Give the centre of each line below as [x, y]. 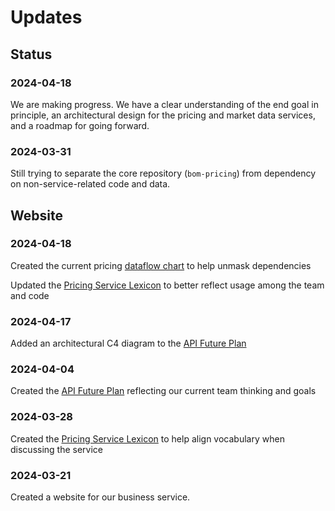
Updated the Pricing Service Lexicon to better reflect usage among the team [167, 285]
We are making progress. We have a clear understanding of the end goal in [164, 104]
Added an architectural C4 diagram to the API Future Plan [128, 343]
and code [30, 295]
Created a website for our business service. [100, 497]
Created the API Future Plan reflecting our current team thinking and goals [163, 391]
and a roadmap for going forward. [80, 125]
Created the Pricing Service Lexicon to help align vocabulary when [147, 438]
